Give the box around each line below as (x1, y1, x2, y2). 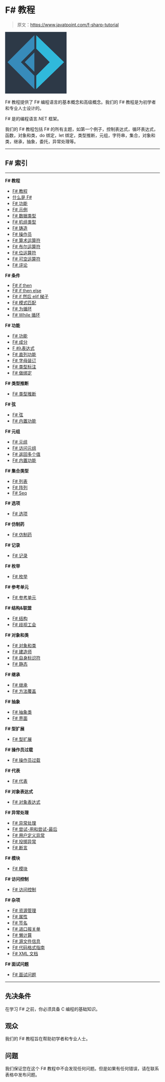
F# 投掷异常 (12, 838, 36, 844)
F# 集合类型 (5, 468, 29, 474)
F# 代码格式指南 (12, 944, 45, 950)
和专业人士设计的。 (5, 105, 44, 111)
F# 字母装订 (12, 357, 36, 363)
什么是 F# (12, 194, 32, 200)
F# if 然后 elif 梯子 (12, 293, 49, 299)
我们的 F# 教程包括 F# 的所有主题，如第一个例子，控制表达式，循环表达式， (5, 126, 159, 132)
